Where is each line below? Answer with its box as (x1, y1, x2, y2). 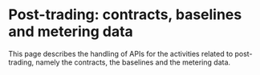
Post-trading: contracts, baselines (8, 6, 242, 24)
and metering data (8, 22, 134, 41)
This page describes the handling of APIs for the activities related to (8, 49, 234, 58)
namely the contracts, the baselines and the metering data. (35, 57, 231, 67)
